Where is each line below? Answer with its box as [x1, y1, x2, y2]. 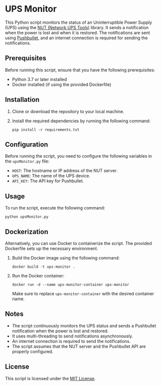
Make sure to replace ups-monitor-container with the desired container [12, 291, 154, 296]
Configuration [5, 140, 48, 148]
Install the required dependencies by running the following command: [12, 118, 151, 124]
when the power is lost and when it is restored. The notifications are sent [5, 30, 150, 35]
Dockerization [5, 227, 48, 236]
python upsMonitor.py [5, 214, 49, 219]
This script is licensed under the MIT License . [5, 375, 96, 381]
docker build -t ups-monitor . [12, 264, 75, 269]
